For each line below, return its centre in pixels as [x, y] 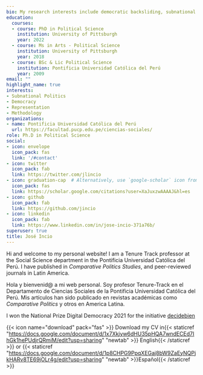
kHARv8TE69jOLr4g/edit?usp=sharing [54, 359]
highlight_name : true [34, 85]
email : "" [19, 79]
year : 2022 [31, 40]
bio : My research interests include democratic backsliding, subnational [101, 12]
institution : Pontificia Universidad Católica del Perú [89, 68]
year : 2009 [31, 74]
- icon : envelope [28, 146]
